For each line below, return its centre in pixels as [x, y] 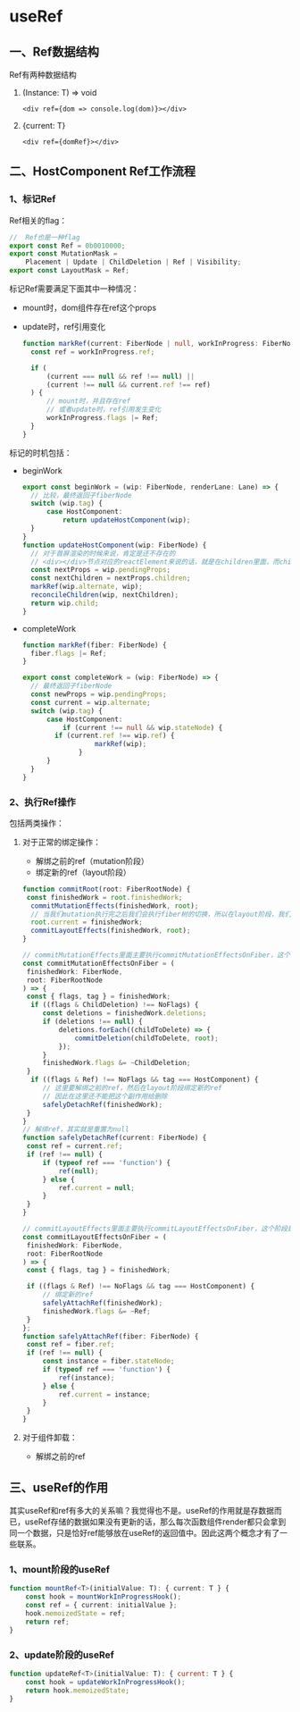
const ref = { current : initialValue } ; [101, 1606]
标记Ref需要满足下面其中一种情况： [75, 289]
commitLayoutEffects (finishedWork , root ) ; [111, 931]
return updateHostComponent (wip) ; [126, 520]
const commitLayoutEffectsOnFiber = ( [94, 1237]
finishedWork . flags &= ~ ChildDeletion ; [117, 1063]
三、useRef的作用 [59, 1487]
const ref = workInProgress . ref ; [93, 352]
